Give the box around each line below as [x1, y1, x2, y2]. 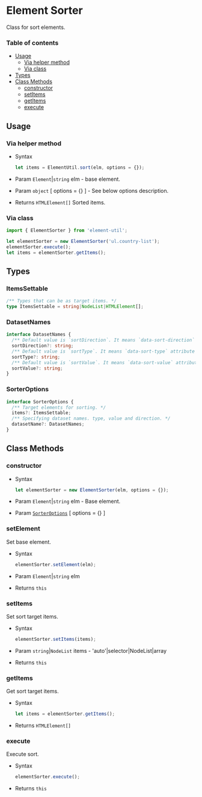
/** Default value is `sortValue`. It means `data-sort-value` [11, 359, 173, 365]
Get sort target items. [6, 688, 59, 695]
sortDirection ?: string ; [11, 343, 74, 349]
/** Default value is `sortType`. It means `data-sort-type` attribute [11, 348, 195, 354]
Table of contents [6, 39, 59, 47]
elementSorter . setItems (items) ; [14, 636, 96, 642]
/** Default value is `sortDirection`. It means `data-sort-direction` [11, 337, 195, 344]
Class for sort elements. [6, 24, 66, 31]
